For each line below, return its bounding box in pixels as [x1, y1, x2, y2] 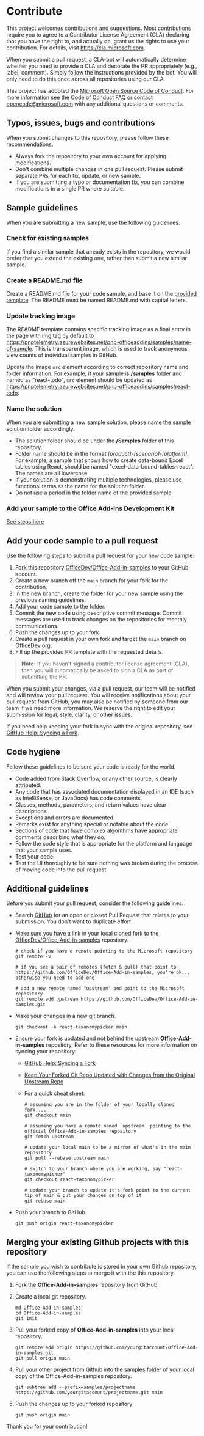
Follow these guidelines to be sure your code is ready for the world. [6, 763, 176, 771]
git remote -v [15, 953, 51, 960]
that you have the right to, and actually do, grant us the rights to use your [6, 37, 190, 45]
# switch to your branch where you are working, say [24, 1166, 161, 1172]
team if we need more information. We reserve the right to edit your [6, 704, 175, 711]
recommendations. [6, 141, 54, 148]
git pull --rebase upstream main [24, 1155, 110, 1162]
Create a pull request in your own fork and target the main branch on [15, 635, 187, 642]
